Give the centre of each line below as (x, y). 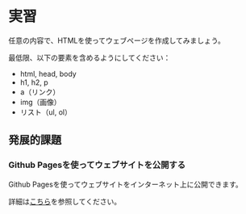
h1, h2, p (34, 82)
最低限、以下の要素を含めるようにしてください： (90, 57)
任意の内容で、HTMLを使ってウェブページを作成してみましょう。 (117, 40)
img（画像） (41, 102)
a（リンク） (40, 92)
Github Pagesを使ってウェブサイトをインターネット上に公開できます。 (126, 184)
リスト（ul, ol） (46, 112)
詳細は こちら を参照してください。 (65, 201)
